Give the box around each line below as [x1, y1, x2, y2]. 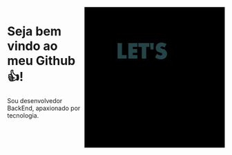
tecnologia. [7, 111, 39, 120]
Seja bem [7, 24, 62, 39]
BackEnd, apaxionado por [7, 104, 81, 112]
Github [35, 53, 76, 69]
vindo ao [7, 38, 58, 54]
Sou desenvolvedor [7, 96, 63, 104]
